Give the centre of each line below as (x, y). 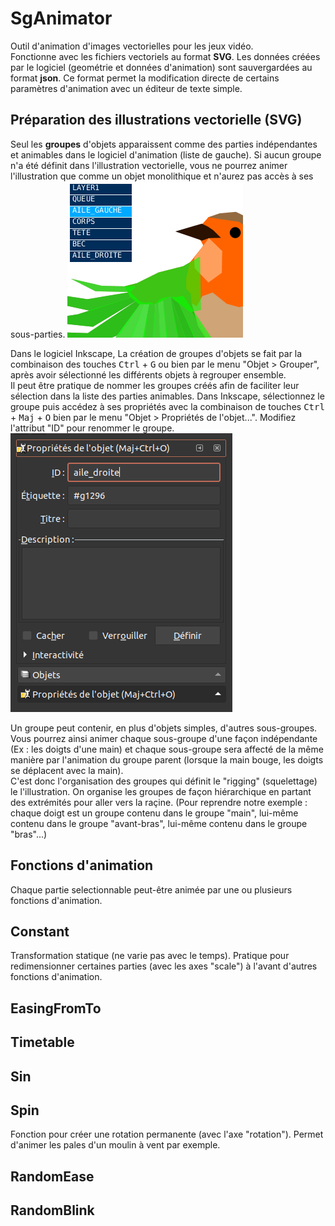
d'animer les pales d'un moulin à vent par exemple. (115, 1145)
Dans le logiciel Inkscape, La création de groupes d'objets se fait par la (156, 353)
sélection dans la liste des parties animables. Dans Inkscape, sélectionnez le (167, 396)
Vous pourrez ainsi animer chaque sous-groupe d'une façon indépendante (164, 738)
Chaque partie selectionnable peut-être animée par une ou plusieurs (151, 889)
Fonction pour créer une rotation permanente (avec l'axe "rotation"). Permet (167, 1134)
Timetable (42, 1042)
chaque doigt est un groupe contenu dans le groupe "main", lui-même (154, 813)
